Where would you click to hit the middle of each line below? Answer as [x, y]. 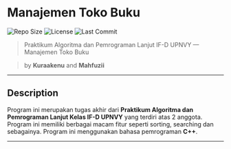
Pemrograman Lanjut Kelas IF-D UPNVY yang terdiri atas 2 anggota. [105, 117]
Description [33, 93]
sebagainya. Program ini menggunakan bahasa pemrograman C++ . [102, 131]
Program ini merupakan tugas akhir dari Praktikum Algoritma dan [100, 109]
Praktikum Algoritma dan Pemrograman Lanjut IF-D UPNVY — [111, 44]
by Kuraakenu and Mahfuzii [64, 65]
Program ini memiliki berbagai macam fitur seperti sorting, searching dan [111, 124]
